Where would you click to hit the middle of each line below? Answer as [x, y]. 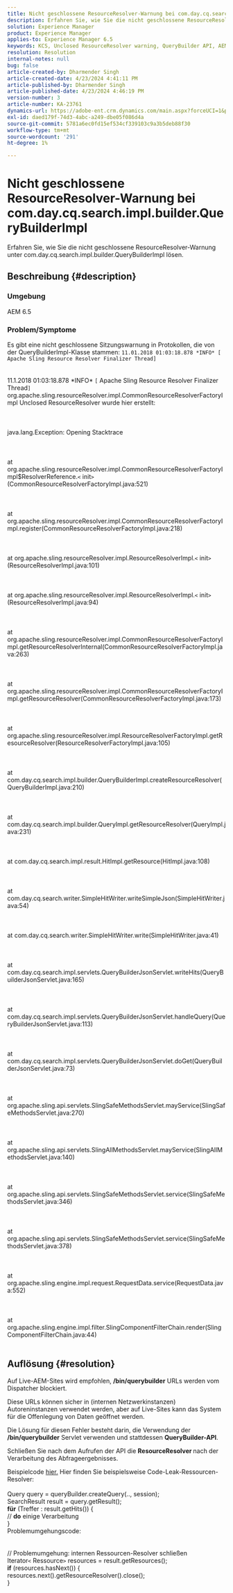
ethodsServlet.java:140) [41, 1157]
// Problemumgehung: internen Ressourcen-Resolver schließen [97, 1553]
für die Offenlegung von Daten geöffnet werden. [76, 1416]
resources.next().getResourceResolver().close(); [76, 1575]
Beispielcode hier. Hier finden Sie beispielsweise [77, 1472]
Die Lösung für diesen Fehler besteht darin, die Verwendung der [99, 1430]
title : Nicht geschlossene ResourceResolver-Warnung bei [91, 14]
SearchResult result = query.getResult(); [64, 1501]
